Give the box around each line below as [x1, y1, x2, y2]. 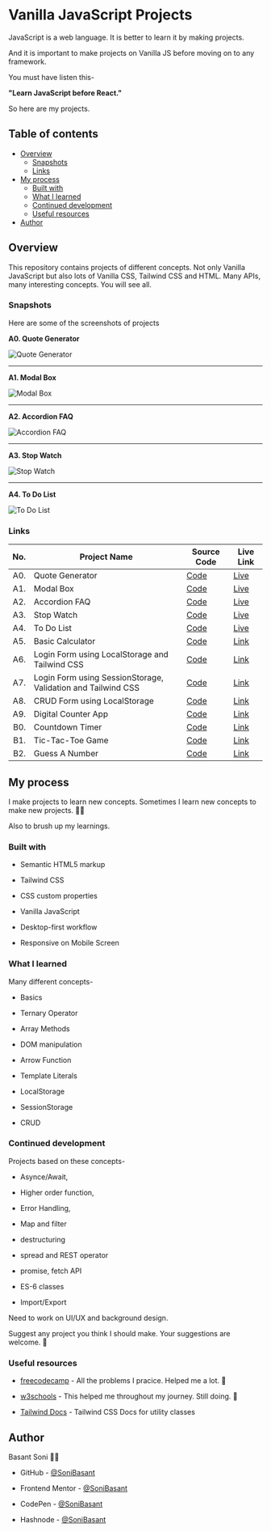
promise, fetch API [19, 1266, 82, 1276]
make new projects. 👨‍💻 [8, 805, 85, 815]
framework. [8, 57, 47, 66]
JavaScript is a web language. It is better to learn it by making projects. [8, 32, 244, 42]
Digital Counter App [33, 709, 109, 720]
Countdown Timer [33, 722, 102, 733]
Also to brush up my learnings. [8, 821, 110, 831]
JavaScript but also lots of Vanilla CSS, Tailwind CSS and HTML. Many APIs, [8, 271, 261, 281]
